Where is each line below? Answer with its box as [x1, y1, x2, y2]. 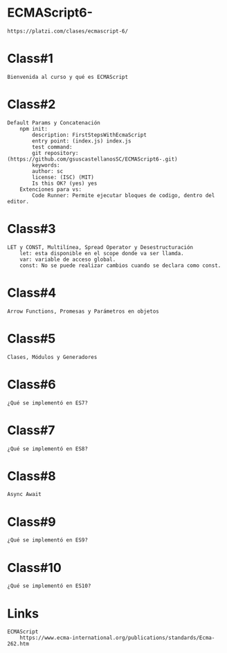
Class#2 [7, 97, 56, 112]
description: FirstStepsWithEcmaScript [32, 131, 147, 138]
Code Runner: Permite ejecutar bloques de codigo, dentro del [32, 192, 215, 199]
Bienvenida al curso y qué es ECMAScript [7, 73, 129, 80]
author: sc [32, 167, 64, 174]
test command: [32, 143, 73, 150]
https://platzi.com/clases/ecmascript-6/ [7, 28, 129, 35]
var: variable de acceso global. [19, 256, 116, 263]
